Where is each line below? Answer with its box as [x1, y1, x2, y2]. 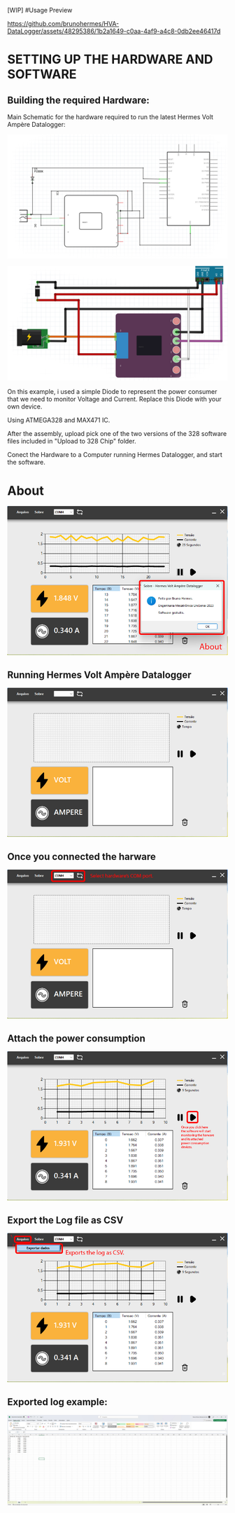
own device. [7, 402, 43, 411]
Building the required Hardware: [7, 94, 150, 106]
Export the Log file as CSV [7, 1214, 124, 1226]
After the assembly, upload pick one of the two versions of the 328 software [7, 430, 227, 438]
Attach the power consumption [7, 1032, 145, 1044]
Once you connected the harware [7, 851, 156, 863]
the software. [7, 458, 45, 467]
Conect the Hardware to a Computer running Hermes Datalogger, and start [7, 451, 222, 459]
